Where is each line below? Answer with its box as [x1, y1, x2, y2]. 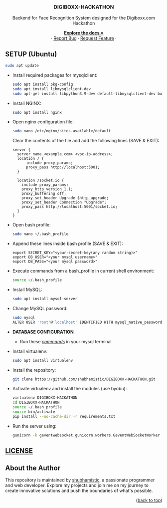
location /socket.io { [17, 178, 64, 183]
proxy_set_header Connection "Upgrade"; [21, 200, 107, 205]
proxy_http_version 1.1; [21, 187, 73, 192]
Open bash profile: [12, 222, 51, 228]
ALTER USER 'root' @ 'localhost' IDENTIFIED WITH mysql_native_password [12, 320, 163, 325]
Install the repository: [12, 367, 56, 373]
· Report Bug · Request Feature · [51, 35, 117, 41]
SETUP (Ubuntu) [5, 50, 57, 58]
